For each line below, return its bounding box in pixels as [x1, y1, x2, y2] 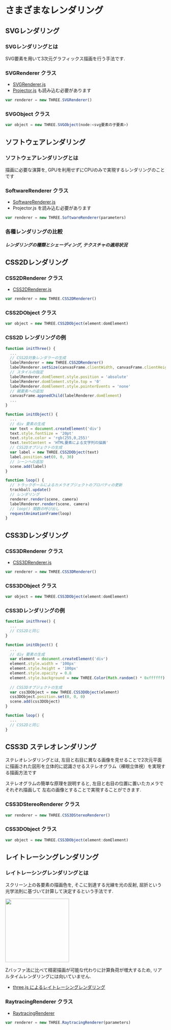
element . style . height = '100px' [10, 666, 79, 671]
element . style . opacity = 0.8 [10, 671, 72, 676]
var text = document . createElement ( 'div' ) [10, 426, 101, 431]
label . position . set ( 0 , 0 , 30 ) [10, 454, 74, 459]
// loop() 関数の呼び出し [10, 506, 60, 511]
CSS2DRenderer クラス [5, 274, 64, 281]
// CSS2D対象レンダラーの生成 [10, 356, 66, 361]
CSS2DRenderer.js [12, 286, 52, 292]
